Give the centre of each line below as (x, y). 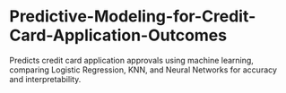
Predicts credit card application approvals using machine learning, (131, 60)
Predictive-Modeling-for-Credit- (133, 17)
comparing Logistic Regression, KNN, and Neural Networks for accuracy (143, 70)
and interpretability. (45, 79)
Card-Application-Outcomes (118, 35)
